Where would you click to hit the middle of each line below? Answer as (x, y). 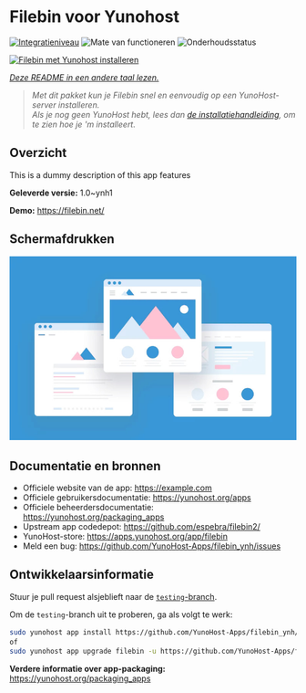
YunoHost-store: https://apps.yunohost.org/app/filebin (125, 536)
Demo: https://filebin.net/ (57, 210)
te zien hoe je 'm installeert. (84, 124)
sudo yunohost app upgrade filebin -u (83, 651)
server (44, 105)
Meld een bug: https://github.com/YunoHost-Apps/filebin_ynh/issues (152, 546)
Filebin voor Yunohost (95, 17)
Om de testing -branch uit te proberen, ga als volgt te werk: (121, 614)
